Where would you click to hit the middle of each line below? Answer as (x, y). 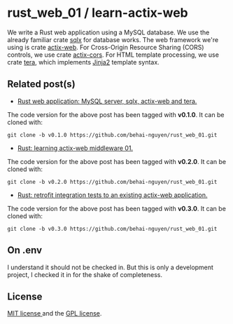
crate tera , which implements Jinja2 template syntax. (83, 62)
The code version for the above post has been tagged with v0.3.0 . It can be (116, 208)
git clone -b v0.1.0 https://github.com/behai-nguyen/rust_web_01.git (112, 135)
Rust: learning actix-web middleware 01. (75, 148)
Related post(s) (41, 85)
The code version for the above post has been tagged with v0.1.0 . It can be (116, 114)
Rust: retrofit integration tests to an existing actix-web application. (112, 195)
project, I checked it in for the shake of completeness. (85, 274)
